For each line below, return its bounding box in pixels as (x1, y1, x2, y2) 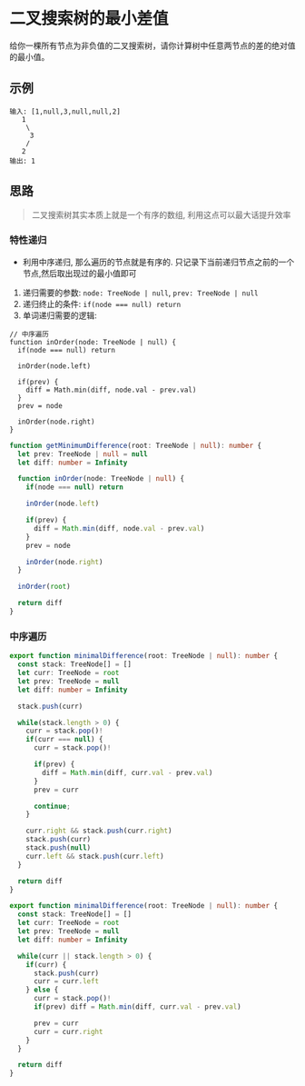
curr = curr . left (33, 977, 100, 986)
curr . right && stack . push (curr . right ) (25, 826, 172, 836)
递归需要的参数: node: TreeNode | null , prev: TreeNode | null (22, 287, 259, 298)
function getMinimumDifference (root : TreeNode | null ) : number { (9, 441, 261, 450)
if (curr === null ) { (25, 735, 103, 744)
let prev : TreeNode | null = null (17, 449, 148, 459)
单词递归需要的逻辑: (22, 310, 97, 321)
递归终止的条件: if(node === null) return (22, 298, 182, 309)
